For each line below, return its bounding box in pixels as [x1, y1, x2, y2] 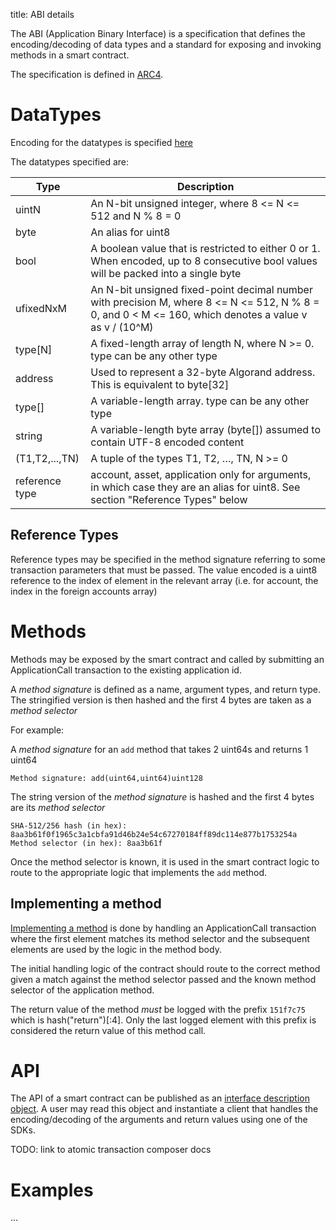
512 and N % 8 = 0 [90, 209, 182, 223]
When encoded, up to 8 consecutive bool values [90, 254, 318, 268]
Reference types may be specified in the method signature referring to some [10, 553, 326, 565]
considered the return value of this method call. [10, 1024, 207, 1036]
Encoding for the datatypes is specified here [10, 136, 194, 148]
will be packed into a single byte [90, 266, 242, 280]
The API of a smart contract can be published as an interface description [10, 1092, 310, 1104]
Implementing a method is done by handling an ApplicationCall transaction [10, 922, 317, 934]
